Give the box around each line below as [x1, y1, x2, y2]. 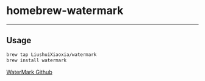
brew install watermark [6, 57, 67, 63]
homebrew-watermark [6, 4, 124, 18]
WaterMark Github [6, 68, 53, 76]
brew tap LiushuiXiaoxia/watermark [6, 51, 97, 58]
